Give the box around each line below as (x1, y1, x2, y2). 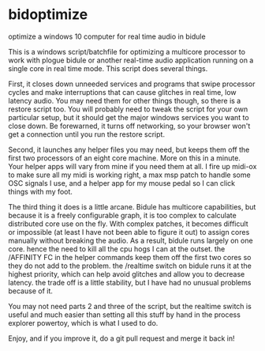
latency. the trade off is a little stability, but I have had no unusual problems (8, 277, 252, 287)
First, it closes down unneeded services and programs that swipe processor (8, 79, 256, 89)
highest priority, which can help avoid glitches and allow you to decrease (8, 269, 245, 278)
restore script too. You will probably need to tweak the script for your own (8, 104, 248, 114)
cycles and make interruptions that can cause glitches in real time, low (8, 87, 237, 96)
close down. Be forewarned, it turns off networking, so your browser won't (8, 121, 251, 130)
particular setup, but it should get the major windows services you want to (8, 112, 250, 122)
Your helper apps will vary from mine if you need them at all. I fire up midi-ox (8, 161, 257, 171)
